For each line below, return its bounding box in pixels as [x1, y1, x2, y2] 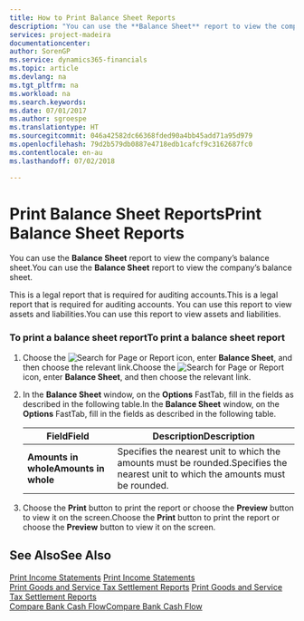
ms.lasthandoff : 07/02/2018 [9, 156, 116, 166]
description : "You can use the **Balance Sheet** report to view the [9, 22, 278, 31]
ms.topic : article [9, 64, 79, 73]
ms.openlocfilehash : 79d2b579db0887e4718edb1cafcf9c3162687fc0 [9, 140, 253, 149]
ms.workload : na [9, 89, 71, 98]
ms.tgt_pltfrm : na [9, 81, 79, 90]
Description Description [152, 430, 255, 442]
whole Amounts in [26, 461, 106, 474]
